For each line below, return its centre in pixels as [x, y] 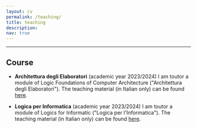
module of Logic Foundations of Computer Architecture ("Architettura [98, 82]
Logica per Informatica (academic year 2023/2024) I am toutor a [94, 106]
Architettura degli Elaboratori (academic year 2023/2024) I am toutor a [101, 76]
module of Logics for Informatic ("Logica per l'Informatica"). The [93, 112]
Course [20, 62]
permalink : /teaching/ [34, 17]
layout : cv [19, 11]
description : [22, 28]
